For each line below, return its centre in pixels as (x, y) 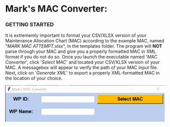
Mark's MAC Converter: (56, 9)
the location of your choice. (34, 78)
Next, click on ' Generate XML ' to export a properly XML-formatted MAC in (82, 73)
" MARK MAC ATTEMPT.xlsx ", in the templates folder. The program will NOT (84, 46)
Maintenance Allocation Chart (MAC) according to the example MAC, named (85, 41)
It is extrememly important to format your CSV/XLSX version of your (76, 35)
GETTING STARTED (30, 25)
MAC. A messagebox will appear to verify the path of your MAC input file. (82, 68)
